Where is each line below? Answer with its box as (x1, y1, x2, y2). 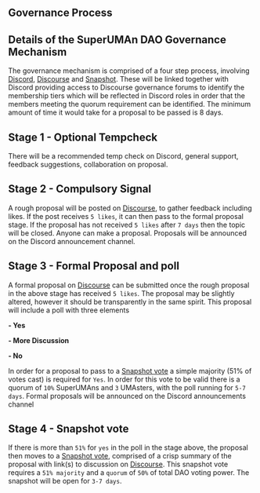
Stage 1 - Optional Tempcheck (8, 130, 158, 144)
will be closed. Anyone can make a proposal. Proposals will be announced (8, 228, 247, 238)
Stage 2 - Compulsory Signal (8, 182, 151, 195)
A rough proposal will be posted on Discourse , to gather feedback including (8, 203, 252, 213)
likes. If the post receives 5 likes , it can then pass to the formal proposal (8, 211, 244, 221)
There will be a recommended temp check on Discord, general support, (8, 152, 239, 161)
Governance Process (8, 6, 113, 20)
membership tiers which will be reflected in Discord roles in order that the (8, 91, 245, 100)
